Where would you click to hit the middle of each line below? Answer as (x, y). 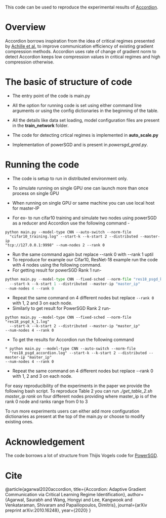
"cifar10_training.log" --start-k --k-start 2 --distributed (74, 236)
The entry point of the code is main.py (51, 96)
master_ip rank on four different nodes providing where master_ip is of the (81, 397)
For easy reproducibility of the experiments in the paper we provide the (78, 386)
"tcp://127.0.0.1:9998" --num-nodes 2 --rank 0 (55, 245)
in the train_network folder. (41, 125)
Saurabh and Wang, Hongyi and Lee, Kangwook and (79, 500)
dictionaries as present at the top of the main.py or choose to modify (75, 416)
